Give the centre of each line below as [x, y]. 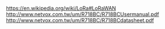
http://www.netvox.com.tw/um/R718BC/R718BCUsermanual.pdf [82, 14]
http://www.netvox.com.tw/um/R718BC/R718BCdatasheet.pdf [80, 20]
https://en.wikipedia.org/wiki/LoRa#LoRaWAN [61, 8]
